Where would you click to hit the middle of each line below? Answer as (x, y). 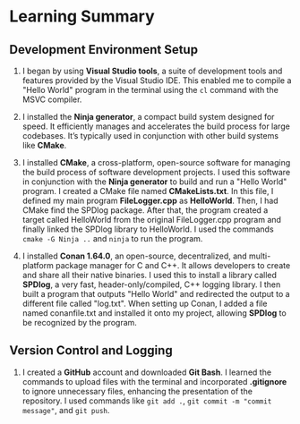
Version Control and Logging (91, 351)
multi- (260, 256)
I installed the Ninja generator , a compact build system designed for (148, 117)
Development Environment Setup (104, 50)
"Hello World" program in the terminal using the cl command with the (150, 90)
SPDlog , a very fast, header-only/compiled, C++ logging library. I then (151, 284)
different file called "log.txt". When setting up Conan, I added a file (145, 303)
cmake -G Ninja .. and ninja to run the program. (112, 238)
